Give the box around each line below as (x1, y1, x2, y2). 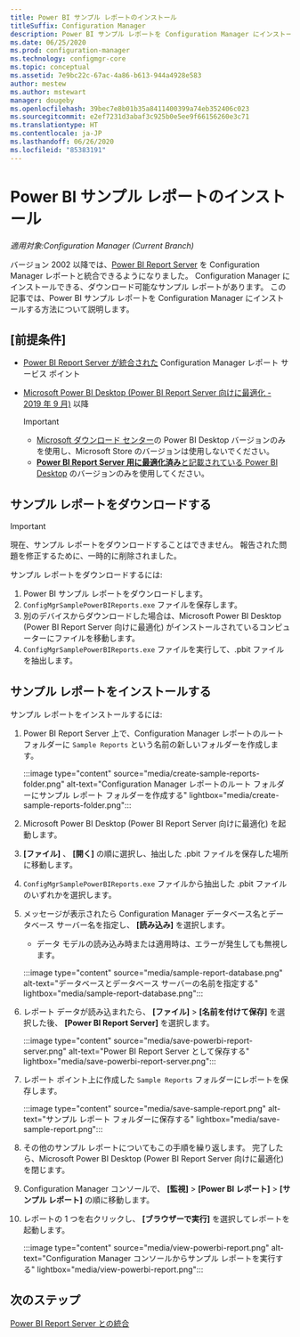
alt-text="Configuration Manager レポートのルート (66, 779, 252, 789)
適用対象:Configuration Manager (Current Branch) (10, 240, 195, 250)
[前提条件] (10, 331, 66, 347)
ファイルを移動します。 (53, 633, 141, 644)
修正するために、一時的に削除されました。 (25, 550, 182, 561)
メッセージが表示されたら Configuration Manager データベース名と (22, 909, 269, 918)
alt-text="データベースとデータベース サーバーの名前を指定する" (22, 978, 259, 989)
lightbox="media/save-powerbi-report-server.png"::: (22, 1056, 216, 1066)
